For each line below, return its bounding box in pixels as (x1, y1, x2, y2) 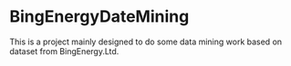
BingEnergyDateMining (9, 6, 190, 27)
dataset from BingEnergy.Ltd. (9, 45, 120, 56)
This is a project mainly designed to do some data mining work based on (9, 36, 283, 47)
